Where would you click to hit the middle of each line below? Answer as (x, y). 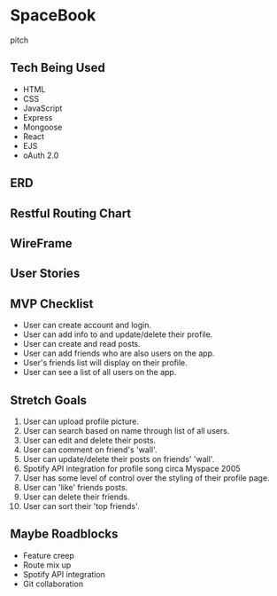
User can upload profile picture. (81, 421)
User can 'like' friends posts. (75, 487)
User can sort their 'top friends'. (81, 506)
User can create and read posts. (81, 344)
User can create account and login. (87, 325)
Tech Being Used (58, 68)
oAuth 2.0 (41, 155)
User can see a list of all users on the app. (100, 372)
